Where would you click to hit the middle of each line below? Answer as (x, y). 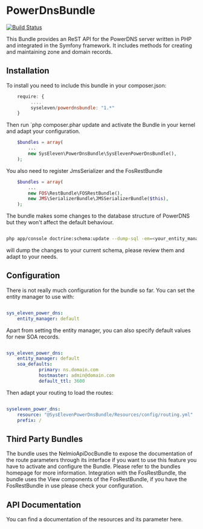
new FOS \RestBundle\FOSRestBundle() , (75, 193)
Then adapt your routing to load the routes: (60, 392)
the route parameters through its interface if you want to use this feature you (101, 460)
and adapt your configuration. (43, 131)
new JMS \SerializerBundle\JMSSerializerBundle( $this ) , (98, 199)
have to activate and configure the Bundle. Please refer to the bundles (93, 467)
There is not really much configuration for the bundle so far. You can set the (101, 290)
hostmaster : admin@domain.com (76, 375)
